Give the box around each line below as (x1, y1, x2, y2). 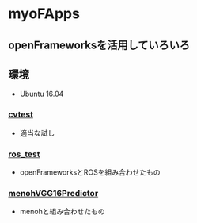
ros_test (8, 148, 40, 160)
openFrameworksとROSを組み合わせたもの (19, 167, 161, 177)
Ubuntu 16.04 (19, 89, 64, 99)
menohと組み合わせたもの (19, 207, 105, 217)
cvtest (8, 109, 34, 120)
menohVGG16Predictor (8, 187, 99, 198)
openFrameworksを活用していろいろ (8, 38, 191, 52)
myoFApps (8, 5, 81, 23)
